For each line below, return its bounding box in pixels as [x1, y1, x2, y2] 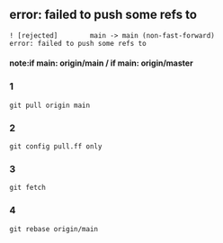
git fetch [9, 184, 47, 193]
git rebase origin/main [9, 224, 99, 233]
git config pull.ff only [9, 142, 103, 151]
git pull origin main [9, 101, 91, 110]
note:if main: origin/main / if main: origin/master [9, 58, 193, 68]
